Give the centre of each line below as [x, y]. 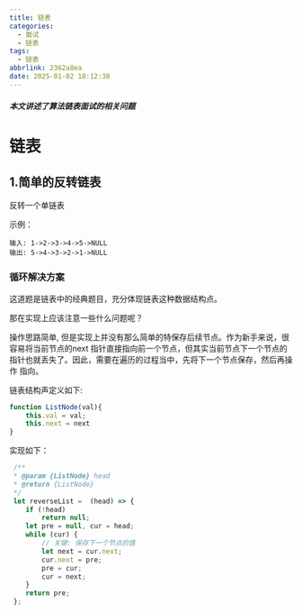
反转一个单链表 [37, 206]
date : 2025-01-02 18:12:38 [60, 77]
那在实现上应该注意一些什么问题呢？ [76, 317]
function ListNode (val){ [56, 407]
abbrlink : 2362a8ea [46, 69]
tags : [19, 51]
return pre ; [48, 593]
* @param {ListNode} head [62, 476]
